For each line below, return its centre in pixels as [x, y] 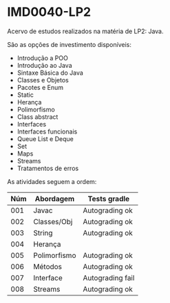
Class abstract [38, 117]
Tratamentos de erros [48, 168]
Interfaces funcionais [47, 131]
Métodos [48, 266]
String [43, 232]
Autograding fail [108, 277]
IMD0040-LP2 [49, 12]
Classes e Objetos [43, 80]
